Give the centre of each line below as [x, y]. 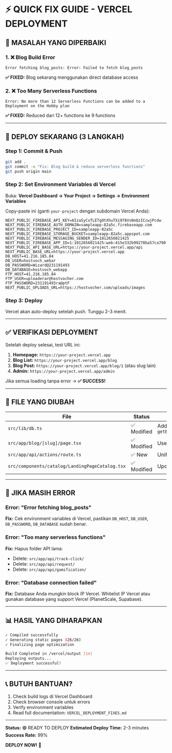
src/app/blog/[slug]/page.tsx [45, 443]
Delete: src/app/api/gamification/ [50, 569]
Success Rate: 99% [27, 735]
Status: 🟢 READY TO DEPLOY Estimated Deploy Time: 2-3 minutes [77, 727]
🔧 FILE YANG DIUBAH [40, 402]
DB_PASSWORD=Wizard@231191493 [38, 265]
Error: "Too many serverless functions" [56, 537]
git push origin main [28, 171]
